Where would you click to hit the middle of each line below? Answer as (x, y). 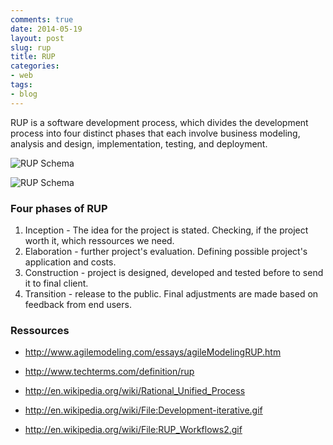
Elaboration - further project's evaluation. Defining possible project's (166, 251)
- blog (24, 94)
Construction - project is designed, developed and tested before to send (174, 272)
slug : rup (31, 47)
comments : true (42, 19)
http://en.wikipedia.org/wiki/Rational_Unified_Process (135, 391)
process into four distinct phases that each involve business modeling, (155, 133)
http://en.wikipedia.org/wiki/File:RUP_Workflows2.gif (133, 430)
